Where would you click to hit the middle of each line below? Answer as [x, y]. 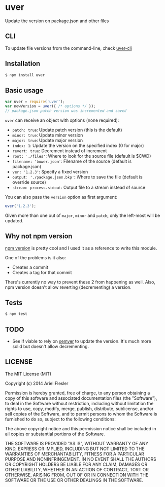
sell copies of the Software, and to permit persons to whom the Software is [81, 414]
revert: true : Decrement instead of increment [60, 151]
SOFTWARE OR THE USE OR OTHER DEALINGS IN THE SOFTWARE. [74, 480]
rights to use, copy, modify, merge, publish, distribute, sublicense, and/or [79, 409]
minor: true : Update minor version [48, 135]
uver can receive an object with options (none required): [62, 120]
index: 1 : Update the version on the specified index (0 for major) [78, 145]
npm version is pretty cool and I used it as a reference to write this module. [81, 248]
